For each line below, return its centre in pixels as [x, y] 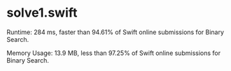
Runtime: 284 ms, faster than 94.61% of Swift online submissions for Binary [115, 32]
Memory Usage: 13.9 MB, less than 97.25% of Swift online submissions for [114, 53]
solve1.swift [42, 13]
